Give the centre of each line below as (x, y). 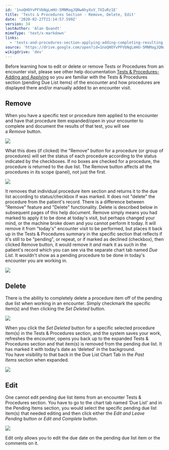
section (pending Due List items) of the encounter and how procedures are (83, 82)
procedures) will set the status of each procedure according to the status (81, 156)
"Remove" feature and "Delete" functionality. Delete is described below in (81, 207)
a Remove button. (23, 132)
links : (12, 38)
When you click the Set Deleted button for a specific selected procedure (80, 328)
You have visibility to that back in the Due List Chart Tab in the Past (75, 354)
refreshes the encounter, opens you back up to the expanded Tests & (77, 339)
